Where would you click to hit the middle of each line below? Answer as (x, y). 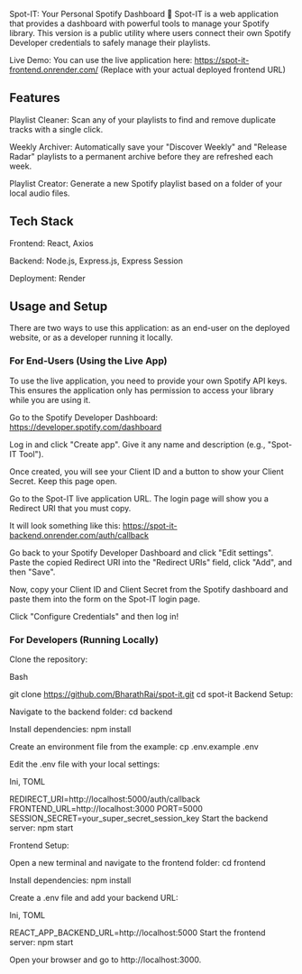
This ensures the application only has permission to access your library (142, 390)
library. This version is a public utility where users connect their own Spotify (150, 33)
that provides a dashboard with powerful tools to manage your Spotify (139, 23)
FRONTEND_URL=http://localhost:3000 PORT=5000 (106, 809)
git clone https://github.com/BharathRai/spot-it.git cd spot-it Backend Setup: (151, 694)
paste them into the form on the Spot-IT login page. (105, 599)
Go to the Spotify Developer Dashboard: (84, 417)
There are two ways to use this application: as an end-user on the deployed (150, 328)
